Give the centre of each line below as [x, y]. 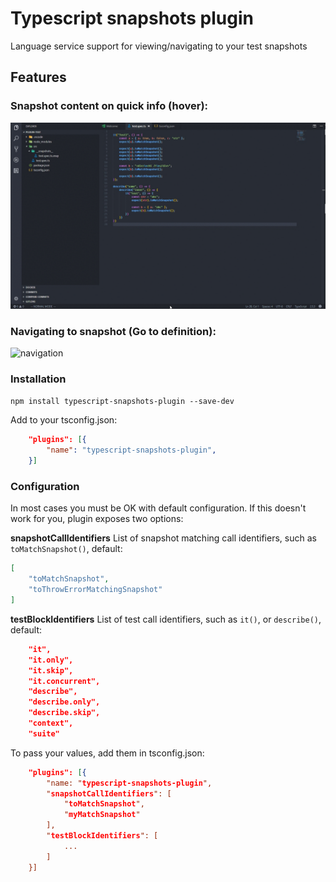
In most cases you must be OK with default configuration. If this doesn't [158, 508]
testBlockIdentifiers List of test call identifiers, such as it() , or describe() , [166, 619]
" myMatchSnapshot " [102, 815]
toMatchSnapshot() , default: [66, 549]
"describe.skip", [64, 713]
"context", [51, 723]
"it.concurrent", [64, 681]
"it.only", [51, 660]
